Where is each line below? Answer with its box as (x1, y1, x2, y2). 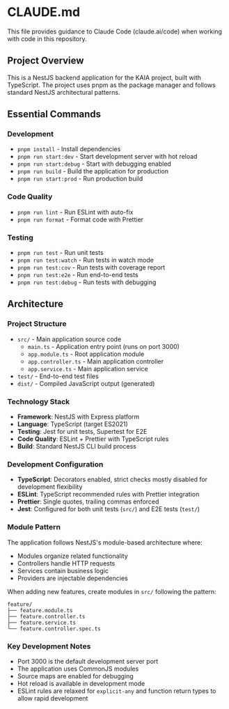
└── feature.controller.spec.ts (7, 625, 101, 632)
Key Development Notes (7, 641, 91, 651)
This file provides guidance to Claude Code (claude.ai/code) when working (7, 27, 223, 36)
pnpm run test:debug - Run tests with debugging (17, 278, 157, 286)
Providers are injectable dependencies (17, 574, 128, 582)
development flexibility (17, 483, 83, 491)
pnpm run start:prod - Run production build (17, 175, 143, 183)
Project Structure (7, 319, 67, 329)
